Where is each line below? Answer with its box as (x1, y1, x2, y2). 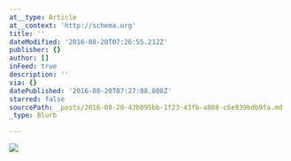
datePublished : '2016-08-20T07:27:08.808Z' (9, 86, 172, 95)
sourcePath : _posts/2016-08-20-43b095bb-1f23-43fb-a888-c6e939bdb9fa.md (9, 103, 283, 112)
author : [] (9, 54, 50, 62)
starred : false (9, 94, 65, 104)
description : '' (9, 70, 69, 79)
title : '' (9, 29, 46, 38)
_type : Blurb (9, 111, 57, 120)
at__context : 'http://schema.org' (9, 21, 137, 30)
